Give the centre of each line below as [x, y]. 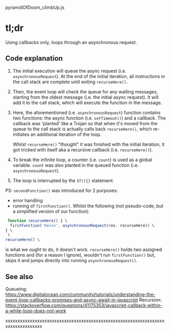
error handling [28, 200]
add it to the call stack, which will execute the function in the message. [87, 103]
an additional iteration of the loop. [66, 134]
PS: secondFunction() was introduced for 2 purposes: [62, 190]
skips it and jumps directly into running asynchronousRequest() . [71, 261]
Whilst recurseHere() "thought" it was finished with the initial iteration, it [89, 144]
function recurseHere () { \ [37, 221]
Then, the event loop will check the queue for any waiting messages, [85, 91]
